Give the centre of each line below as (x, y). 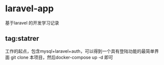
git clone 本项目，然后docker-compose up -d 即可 (62, 57)
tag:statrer (22, 39)
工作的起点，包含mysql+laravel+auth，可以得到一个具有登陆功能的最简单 (80, 51)
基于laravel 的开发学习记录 (32, 23)
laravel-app (29, 9)
